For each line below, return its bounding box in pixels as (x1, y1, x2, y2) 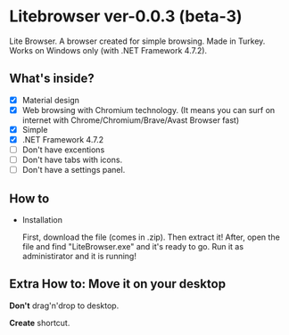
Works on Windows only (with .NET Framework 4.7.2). (9, 45, 208, 55)
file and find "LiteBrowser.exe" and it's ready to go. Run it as (21, 241, 244, 251)
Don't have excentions (21, 144, 105, 155)
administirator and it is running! (21, 251, 136, 261)
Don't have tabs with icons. (21, 154, 123, 166)
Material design (21, 94, 80, 105)
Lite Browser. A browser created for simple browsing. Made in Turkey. (9, 36, 266, 46)
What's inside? (9, 71, 95, 86)
